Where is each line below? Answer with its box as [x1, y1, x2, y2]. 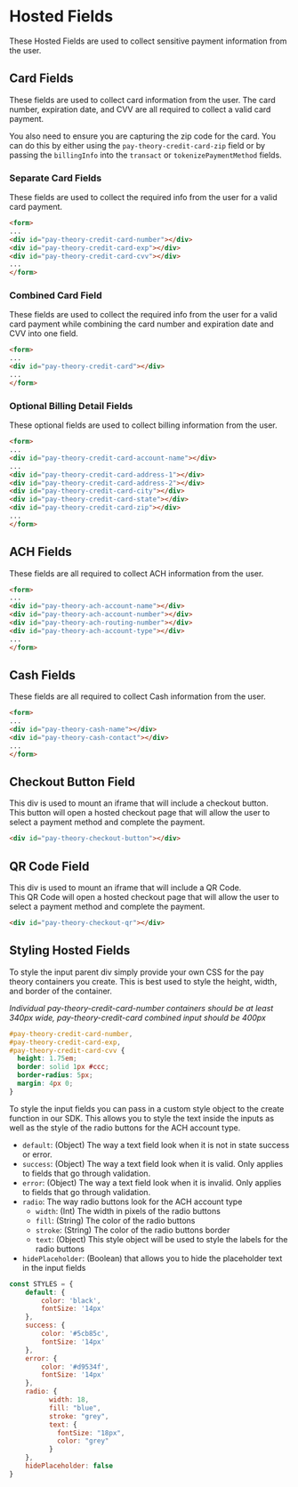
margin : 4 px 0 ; [17, 1079, 74, 1089]
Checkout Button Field [9, 775, 136, 790]
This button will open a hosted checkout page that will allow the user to [9, 808, 270, 818]
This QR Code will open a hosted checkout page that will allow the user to [9, 892, 279, 903]
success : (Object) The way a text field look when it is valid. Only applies [21, 1158, 284, 1169]
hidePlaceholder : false [25, 1461, 114, 1471]
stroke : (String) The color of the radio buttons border [35, 1225, 230, 1235]
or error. [21, 1149, 52, 1160]
